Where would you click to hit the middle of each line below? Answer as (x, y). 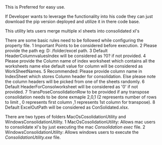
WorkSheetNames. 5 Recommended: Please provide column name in (74, 71)
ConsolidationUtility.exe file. (33, 137)
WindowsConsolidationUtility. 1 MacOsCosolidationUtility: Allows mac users (80, 122)
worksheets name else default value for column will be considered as (74, 66)
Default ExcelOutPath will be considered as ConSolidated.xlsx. (67, 107)
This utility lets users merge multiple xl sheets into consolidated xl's (72, 31)
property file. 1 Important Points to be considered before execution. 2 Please (81, 45)
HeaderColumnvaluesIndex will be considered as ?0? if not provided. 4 (75, 56)
